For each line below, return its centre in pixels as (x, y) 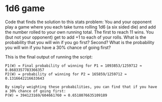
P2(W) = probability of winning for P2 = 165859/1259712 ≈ (66, 74)
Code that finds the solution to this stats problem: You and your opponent (78, 22)
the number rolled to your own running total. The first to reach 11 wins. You (79, 32)
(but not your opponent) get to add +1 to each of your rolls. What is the (76, 37)
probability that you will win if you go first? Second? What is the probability (80, 42)
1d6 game (25, 8)
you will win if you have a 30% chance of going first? (58, 47)
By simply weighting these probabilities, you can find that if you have (81, 87)
